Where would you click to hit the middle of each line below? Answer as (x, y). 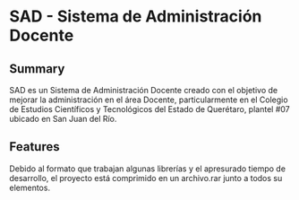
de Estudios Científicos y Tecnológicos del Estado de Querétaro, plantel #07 (149, 109)
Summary (37, 69)
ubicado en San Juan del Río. (63, 119)
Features (34, 147)
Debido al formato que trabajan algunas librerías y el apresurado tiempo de (148, 169)
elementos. (30, 187)
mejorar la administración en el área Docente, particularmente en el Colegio (149, 100)
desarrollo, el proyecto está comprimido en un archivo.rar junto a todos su (146, 178)
